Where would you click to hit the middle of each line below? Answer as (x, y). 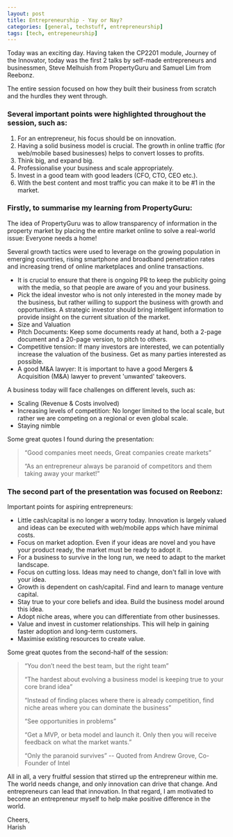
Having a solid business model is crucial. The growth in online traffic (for (121, 145)
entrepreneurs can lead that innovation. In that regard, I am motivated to (110, 792)
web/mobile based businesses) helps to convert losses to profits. (111, 153)
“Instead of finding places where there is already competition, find (119, 700)
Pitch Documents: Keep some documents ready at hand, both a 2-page (119, 331)
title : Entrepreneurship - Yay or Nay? (65, 20)
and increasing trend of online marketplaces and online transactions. (105, 266)
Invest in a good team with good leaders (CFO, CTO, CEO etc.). (107, 175)
